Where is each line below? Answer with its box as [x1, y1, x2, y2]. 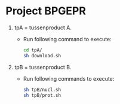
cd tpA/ [23, 47, 42, 53]
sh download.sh [23, 53, 61, 59]
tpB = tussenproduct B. [14, 63, 72, 71]
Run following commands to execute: [23, 75, 115, 82]
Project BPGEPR [5, 4, 86, 18]
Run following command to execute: [23, 35, 112, 42]
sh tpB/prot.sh [23, 92, 61, 98]
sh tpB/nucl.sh [23, 87, 61, 93]
